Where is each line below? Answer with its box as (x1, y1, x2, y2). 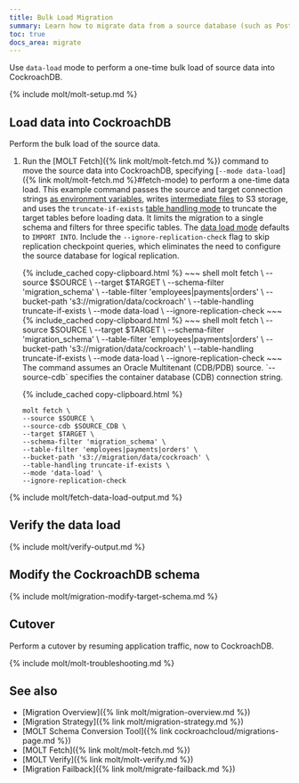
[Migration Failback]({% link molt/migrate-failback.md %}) (21, 763, 236, 775)
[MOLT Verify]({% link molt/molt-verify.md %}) (21, 754, 194, 765)
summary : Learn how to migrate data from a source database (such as (9, 21, 273, 30)
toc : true (9, 29, 46, 38)
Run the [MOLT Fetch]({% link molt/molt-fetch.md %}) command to (21, 156, 269, 167)
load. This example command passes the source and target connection (21, 184, 283, 195)
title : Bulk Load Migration (9, 12, 114, 22)
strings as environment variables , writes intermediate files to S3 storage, (21, 193, 288, 205)
